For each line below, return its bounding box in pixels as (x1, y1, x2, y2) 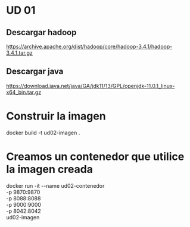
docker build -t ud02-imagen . (6, 129, 80, 136)
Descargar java (6, 67, 64, 77)
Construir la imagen (6, 109, 106, 122)
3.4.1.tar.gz (6, 49, 33, 56)
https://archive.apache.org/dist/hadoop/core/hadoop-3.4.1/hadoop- (6, 43, 173, 50)
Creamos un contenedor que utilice (6, 150, 185, 163)
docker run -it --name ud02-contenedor (6, 182, 105, 189)
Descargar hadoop (6, 27, 77, 37)
